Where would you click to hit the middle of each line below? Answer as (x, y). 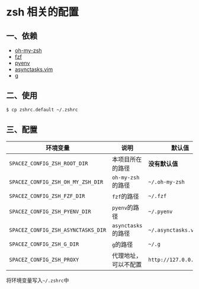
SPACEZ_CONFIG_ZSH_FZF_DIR (47, 196)
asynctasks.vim (34, 69)
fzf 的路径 (125, 196)
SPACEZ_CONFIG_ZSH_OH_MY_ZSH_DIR (56, 182)
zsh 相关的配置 (42, 12)
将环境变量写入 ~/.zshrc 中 (38, 280)
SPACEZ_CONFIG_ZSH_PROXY (44, 259)
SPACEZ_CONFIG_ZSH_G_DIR (44, 244)
